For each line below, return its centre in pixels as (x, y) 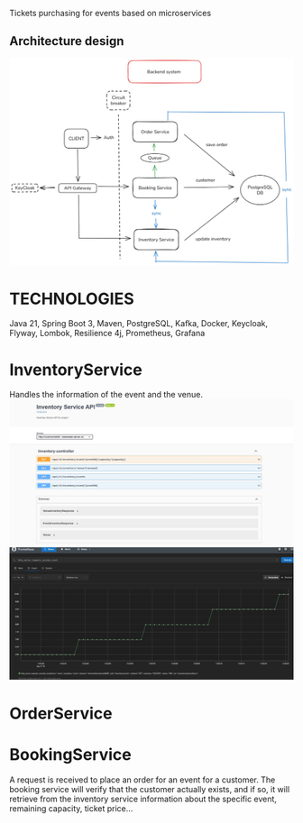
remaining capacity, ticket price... (71, 808)
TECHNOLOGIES (72, 299)
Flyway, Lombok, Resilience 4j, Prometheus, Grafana (107, 334)
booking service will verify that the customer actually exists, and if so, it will (150, 789)
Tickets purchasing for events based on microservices (110, 13)
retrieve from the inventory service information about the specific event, (143, 799)
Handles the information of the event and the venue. (106, 395)
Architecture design (67, 41)
